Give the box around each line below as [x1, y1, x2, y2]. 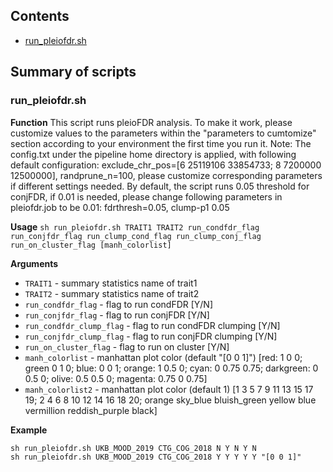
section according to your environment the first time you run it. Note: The [10, 137, 312, 149]
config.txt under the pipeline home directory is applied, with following [10, 148, 297, 160]
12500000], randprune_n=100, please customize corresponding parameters [10, 169, 323, 181]
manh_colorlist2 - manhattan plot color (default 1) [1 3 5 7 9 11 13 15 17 [24, 383, 314, 395]
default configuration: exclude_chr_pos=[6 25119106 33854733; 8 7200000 [10, 159, 322, 171]
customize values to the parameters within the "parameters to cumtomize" [10, 127, 317, 139]
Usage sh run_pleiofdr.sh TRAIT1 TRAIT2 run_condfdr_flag [10, 220, 260, 233]
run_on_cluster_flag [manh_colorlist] [10, 240, 172, 250]
